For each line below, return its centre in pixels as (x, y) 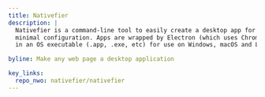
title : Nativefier (38, 15)
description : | (33, 23)
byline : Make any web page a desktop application (91, 59)
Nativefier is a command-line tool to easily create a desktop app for (136, 30)
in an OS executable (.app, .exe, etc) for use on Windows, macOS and (134, 45)
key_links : (26, 73)
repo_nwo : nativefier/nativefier (70, 80)
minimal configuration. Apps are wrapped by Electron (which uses (127, 37)
